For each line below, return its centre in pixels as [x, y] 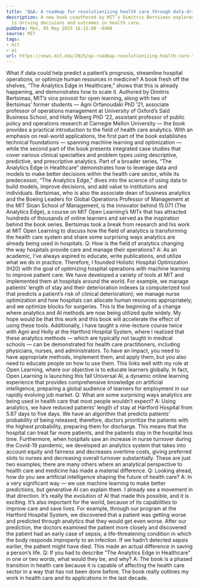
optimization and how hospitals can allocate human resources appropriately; [99, 300]
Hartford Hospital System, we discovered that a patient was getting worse [96, 515]
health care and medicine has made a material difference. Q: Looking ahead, [99, 471]
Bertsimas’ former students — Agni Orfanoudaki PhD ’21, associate [88, 104]
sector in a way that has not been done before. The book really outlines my [98, 572]
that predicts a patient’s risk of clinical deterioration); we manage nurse [93, 293]
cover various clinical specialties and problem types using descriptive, [92, 154]
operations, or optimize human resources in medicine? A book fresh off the [98, 79]
